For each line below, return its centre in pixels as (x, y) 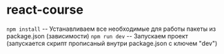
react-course (45, 10)
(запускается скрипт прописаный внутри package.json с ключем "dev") (112, 43)
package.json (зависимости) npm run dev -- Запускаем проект (98, 36)
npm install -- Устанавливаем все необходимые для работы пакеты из (111, 29)
